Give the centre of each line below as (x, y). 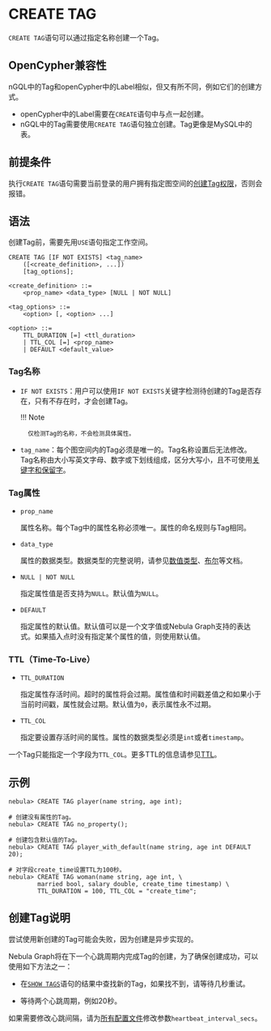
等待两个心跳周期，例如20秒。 (71, 1000)
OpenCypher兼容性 (57, 66)
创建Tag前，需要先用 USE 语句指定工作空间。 (80, 242)
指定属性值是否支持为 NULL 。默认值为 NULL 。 (91, 593)
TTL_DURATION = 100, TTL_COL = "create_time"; (117, 892)
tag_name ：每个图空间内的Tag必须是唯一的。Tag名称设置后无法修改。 (135, 449)
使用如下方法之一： (40, 966)
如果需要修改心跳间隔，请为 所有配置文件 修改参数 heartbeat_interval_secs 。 (135, 1018)
